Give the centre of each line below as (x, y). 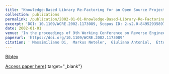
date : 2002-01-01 (23, 28)
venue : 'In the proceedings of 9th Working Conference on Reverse (76, 33)
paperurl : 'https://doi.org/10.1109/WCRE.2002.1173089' (65, 38)
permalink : (17, 19)
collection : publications (32, 14)
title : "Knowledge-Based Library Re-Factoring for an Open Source (76, 10)
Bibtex (12, 56)
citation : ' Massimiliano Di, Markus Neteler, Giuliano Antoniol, (78, 42)
